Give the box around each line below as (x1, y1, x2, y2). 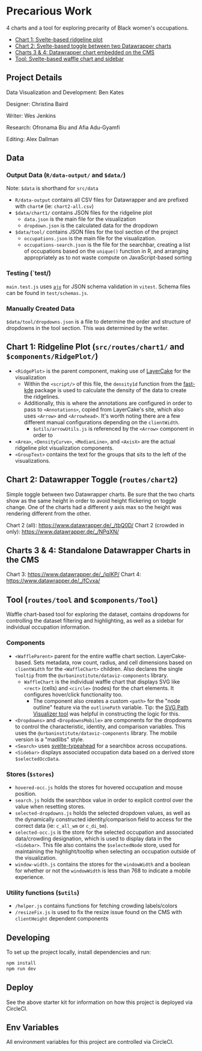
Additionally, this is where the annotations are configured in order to (23, 399, 192, 407)
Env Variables (6, 1022, 59, 1032)
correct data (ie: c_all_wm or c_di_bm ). (14, 822, 108, 829)
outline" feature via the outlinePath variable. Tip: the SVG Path (32, 703, 189, 711)
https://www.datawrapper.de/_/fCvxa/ (6, 577, 100, 585)
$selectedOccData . (14, 755, 60, 762)
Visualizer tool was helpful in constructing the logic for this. (32, 710, 180, 717)
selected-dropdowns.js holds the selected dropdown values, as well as (14, 809, 191, 816)
